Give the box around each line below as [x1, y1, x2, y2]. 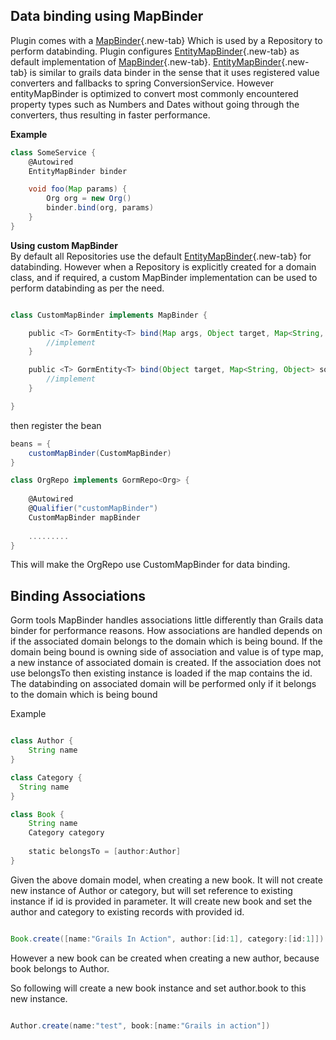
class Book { [10, 809, 65, 819]
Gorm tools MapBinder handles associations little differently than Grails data [10, 614, 324, 626]
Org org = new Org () [46, 194, 132, 204]
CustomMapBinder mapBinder [28, 512, 141, 523]
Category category [28, 828, 105, 838]
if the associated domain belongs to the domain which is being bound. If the [10, 635, 323, 648]
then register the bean [10, 419, 102, 431]
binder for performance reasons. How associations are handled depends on [10, 625, 323, 637]
